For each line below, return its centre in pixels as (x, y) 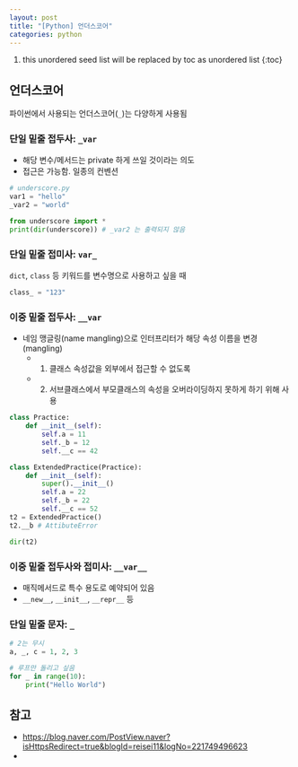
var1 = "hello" (38, 197)
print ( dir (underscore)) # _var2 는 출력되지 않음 (97, 230)
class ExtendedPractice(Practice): (76, 467)
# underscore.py (39, 188)
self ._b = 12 (66, 442)
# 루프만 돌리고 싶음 (42, 668)
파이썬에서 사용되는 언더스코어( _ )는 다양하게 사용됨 (98, 114)
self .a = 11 (64, 435)
